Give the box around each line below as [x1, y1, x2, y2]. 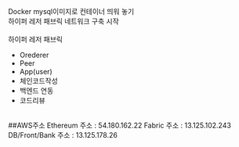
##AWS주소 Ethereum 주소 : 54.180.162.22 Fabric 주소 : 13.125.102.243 [8, 120, 231, 130]
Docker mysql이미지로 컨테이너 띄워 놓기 [8, 7, 135, 16]
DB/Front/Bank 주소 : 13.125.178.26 [8, 131, 118, 139]
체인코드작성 [19, 77, 59, 85]
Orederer [19, 50, 49, 59]
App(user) [19, 67, 53, 76]
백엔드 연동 [19, 86, 54, 95]
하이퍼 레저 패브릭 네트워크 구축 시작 [8, 16, 119, 26]
